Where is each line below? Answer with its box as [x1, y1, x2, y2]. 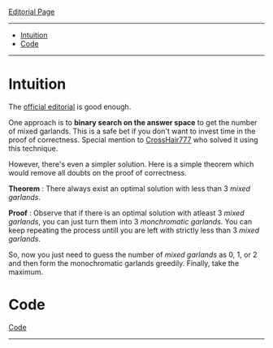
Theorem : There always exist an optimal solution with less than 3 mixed [8, 183, 250, 194]
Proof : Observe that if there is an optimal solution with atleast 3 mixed [8, 207, 245, 218]
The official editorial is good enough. [8, 102, 132, 111]
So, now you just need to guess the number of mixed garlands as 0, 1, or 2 [8, 250, 258, 259]
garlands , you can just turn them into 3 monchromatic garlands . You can [8, 216, 253, 226]
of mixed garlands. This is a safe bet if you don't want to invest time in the [8, 126, 256, 136]
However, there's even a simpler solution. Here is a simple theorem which [8, 159, 254, 169]
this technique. [8, 143, 58, 153]
